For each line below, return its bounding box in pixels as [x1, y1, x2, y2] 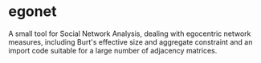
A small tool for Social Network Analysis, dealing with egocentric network [8, 29, 251, 38]
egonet [8, 2, 57, 21]
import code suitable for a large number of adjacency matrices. [8, 45, 218, 55]
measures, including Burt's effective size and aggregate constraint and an [8, 37, 253, 46]
